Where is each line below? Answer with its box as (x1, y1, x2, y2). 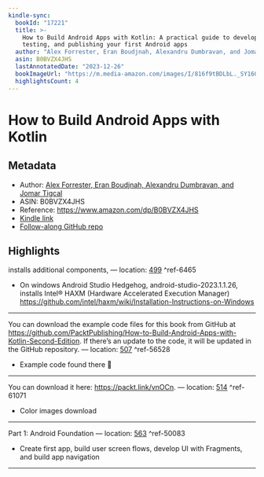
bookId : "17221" (15, 19, 68, 27)
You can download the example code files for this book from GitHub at (8, 320, 236, 329)
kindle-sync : (8, 11, 51, 20)
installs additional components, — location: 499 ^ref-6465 (8, 265, 196, 275)
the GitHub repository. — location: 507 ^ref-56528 (8, 345, 170, 354)
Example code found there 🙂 (19, 360, 112, 369)
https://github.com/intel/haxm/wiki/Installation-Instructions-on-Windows (19, 297, 255, 306)
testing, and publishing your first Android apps (22, 41, 189, 49)
